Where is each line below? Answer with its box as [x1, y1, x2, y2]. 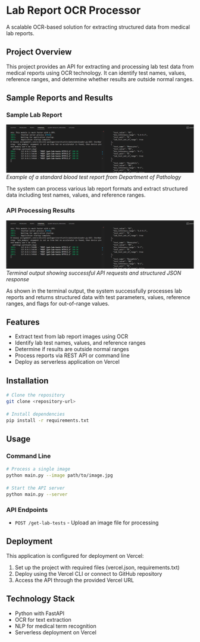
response [6, 275, 30, 282]
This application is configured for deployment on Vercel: [6, 552, 144, 559]
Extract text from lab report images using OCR [14, 333, 129, 340]
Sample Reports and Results [6, 93, 113, 103]
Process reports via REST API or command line [14, 352, 130, 359]
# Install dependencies [6, 411, 65, 417]
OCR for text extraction [14, 616, 71, 623]
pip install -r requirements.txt [6, 417, 89, 423]
